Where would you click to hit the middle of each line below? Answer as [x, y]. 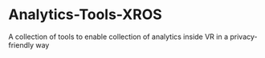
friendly [21, 44]
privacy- [244, 37]
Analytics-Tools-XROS [85, 15]
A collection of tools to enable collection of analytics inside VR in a [118, 37]
